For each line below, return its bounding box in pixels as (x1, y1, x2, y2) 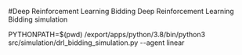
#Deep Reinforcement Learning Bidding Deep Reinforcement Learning (8, 7, 235, 15)
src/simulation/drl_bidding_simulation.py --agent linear (8, 38, 185, 47)
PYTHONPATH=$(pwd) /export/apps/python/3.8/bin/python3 (8, 30, 206, 39)
